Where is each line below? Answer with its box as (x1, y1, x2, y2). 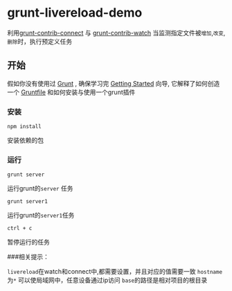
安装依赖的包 (7, 136, 44, 145)
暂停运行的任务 (7, 238, 50, 247)
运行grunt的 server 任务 (7, 184, 73, 193)
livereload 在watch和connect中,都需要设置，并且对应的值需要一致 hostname (7, 267, 223, 276)
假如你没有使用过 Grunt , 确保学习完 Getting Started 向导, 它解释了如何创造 (7, 79, 220, 87)
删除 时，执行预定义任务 (7, 37, 73, 46)
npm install (7, 123, 42, 130)
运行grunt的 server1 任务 (7, 211, 75, 220)
